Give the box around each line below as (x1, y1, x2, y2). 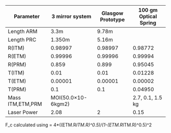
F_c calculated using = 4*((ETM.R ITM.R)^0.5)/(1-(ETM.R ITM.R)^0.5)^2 (5, 122, 152, 128)
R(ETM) (8, 53, 26, 60)
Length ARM (8, 28, 38, 35)
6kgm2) (50, 100, 70, 108)
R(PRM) (8, 61, 26, 68)
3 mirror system (51, 13, 92, 20)
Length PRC (8, 36, 37, 43)
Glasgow (101, 10, 124, 17)
